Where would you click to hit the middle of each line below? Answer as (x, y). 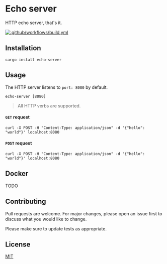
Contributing (26, 202)
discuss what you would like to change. (46, 219)
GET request (18, 117)
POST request (19, 143)
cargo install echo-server (33, 60)
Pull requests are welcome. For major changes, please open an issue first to (84, 213)
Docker (17, 174)
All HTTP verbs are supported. (49, 105)
